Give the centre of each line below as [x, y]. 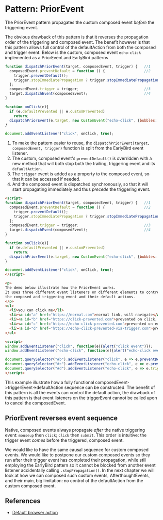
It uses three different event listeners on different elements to [75, 292]
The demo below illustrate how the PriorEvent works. [61, 288]
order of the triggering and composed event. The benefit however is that [78, 42]
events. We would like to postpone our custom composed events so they [78, 454]
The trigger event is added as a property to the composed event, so [81, 174]
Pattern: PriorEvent [44, 9]
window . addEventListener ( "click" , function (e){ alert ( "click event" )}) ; [79, 346]
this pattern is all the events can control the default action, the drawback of [80, 392]
